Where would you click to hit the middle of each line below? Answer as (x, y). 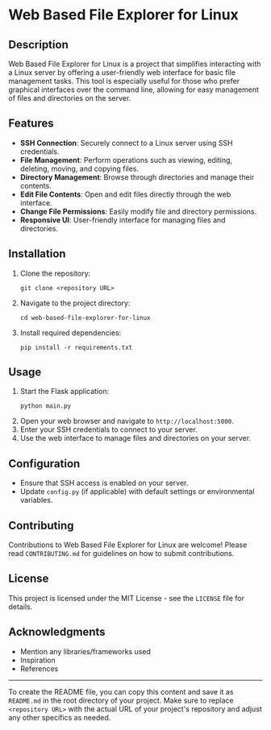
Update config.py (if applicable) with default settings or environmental (137, 492)
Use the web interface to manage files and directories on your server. (135, 438)
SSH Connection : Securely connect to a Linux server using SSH (126, 143)
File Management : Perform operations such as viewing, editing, (126, 160)
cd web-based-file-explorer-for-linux (85, 317)
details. (21, 607)
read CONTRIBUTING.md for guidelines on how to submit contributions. (121, 554)
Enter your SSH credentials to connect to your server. (108, 429)
